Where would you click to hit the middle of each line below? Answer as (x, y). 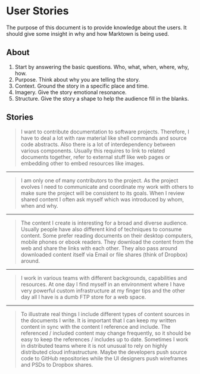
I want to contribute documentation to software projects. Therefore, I (105, 132)
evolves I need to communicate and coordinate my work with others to (107, 186)
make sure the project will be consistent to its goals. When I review (103, 193)
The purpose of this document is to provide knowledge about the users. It (96, 27)
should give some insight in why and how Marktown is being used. (88, 33)
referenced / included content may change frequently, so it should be (106, 333)
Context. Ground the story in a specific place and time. (82, 86)
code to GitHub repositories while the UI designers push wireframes (104, 358)
